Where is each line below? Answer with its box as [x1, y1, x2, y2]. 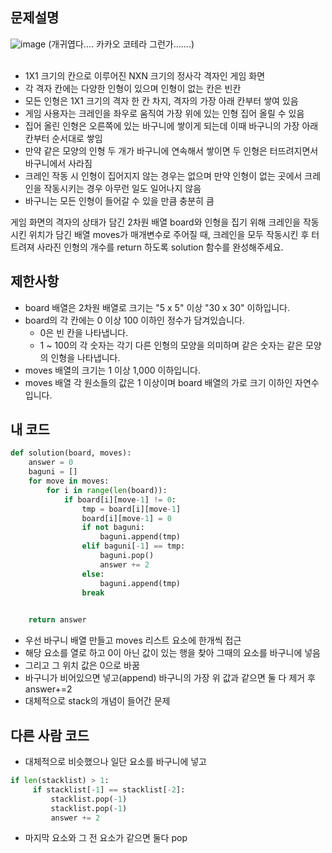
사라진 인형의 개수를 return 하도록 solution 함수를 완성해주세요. [36, 241, 284, 253]
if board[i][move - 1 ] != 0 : [63, 494, 177, 505]
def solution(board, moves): [10, 448, 132, 458]
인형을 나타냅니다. [50, 351, 121, 363]
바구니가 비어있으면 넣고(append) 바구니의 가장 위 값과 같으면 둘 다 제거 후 [24, 672, 316, 684]
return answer [28, 615, 87, 625]
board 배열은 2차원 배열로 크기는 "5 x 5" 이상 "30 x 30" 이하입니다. [24, 301, 290, 313]
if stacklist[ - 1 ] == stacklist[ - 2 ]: [32, 784, 186, 795]
